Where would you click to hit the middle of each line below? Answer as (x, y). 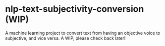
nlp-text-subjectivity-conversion (75, 9)
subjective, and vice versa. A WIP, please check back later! (65, 38)
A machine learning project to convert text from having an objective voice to (83, 33)
